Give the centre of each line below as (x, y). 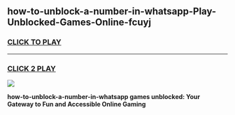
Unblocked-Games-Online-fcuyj (79, 23)
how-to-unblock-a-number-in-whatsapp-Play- (112, 11)
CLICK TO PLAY (34, 43)
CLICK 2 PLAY (31, 68)
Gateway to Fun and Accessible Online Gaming (77, 104)
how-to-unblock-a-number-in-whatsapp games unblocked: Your (104, 96)
